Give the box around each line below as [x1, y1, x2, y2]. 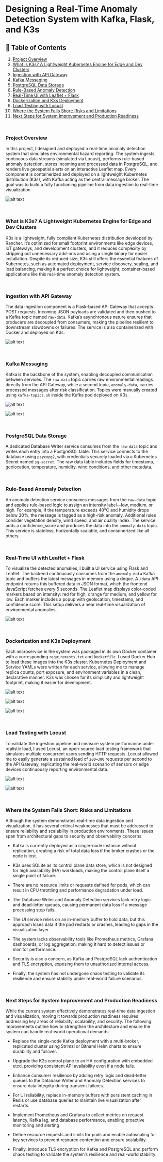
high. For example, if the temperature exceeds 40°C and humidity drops [5, 507, 149, 513]
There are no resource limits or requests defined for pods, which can [12, 882, 150, 888]
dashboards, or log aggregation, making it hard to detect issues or [12, 941, 145, 947]
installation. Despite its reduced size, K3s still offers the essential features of [5, 256, 158, 261]
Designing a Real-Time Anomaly [5, 3, 138, 15]
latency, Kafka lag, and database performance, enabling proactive [12, 1117, 145, 1123]
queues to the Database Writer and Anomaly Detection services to [12, 1077, 145, 1084]
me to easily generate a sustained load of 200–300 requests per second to [5, 756, 152, 762]
